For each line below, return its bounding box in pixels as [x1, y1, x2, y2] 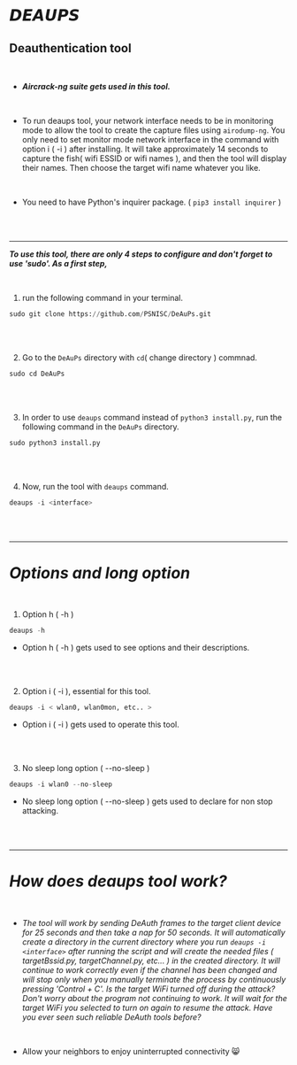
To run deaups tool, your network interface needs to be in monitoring [21, 116, 274, 126]
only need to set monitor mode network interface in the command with [21, 135, 279, 144]
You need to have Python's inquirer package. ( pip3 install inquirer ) [21, 197, 281, 207]
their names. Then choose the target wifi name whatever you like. [21, 163, 261, 173]
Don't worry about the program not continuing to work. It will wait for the [21, 993, 287, 1003]
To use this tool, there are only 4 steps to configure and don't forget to [9, 249, 273, 259]
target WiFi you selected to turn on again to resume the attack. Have [21, 1002, 273, 1013]
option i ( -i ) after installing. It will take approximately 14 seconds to [21, 143, 269, 154]
